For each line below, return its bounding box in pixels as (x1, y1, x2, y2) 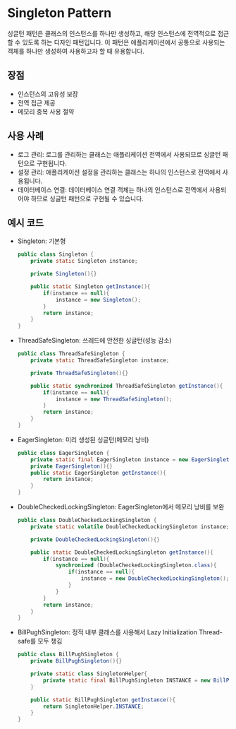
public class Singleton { (17, 251, 94, 259)
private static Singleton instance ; (30, 258, 138, 265)
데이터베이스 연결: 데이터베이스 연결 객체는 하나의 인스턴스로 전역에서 (17, 185, 208, 194)
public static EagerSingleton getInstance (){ (30, 469, 167, 476)
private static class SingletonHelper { (30, 670, 148, 677)
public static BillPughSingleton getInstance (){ (30, 696, 176, 704)
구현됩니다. (36, 159, 67, 167)
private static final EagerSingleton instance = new (30, 456, 189, 463)
